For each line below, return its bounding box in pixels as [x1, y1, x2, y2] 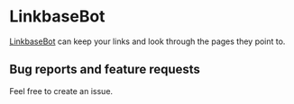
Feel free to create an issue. [9, 85, 114, 96]
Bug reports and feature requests [9, 62, 201, 77]
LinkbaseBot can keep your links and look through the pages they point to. [9, 36, 286, 47]
